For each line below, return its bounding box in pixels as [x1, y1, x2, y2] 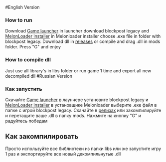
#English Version [5, 4, 40, 10]
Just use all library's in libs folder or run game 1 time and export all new [5, 67, 152, 74]
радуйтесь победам [5, 118, 48, 124]
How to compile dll [5, 56, 51, 63]
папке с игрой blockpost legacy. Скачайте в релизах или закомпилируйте [5, 107, 162, 113]
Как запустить [5, 85, 42, 92]
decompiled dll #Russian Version [5, 73, 72, 79]
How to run [5, 16, 32, 23]
